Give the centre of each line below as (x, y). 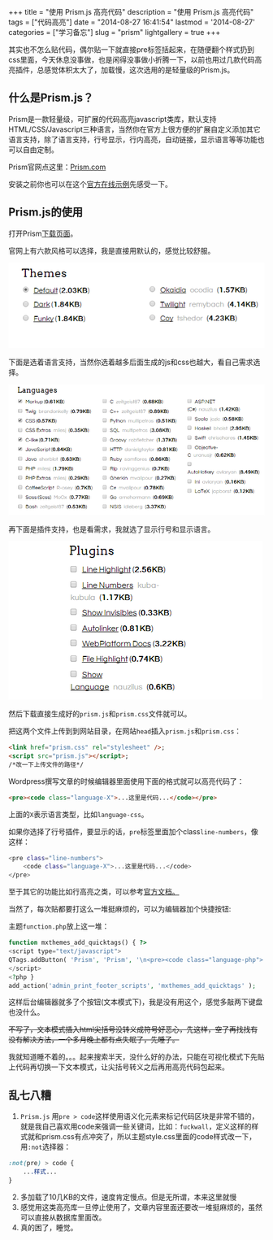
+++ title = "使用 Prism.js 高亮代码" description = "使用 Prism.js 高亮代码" (131, 12)
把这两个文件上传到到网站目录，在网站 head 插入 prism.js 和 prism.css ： (125, 731)
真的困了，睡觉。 (49, 1227)
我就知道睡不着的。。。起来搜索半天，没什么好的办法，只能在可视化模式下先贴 (136, 1057)
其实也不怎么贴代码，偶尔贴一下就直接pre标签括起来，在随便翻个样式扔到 (131, 50)
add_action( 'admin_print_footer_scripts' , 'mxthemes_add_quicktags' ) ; (132, 985)
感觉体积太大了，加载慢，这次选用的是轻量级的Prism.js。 (139, 70)
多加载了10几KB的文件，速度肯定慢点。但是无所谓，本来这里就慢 (128, 1197)
